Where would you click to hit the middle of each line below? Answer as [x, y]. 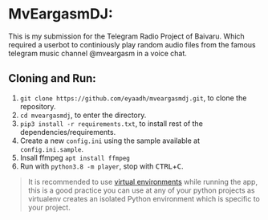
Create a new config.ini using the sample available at [110, 141]
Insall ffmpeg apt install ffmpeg [75, 157]
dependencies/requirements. [68, 132]
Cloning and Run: [52, 78]
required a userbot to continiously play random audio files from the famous [132, 44]
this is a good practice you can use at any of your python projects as [141, 190]
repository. [38, 106]
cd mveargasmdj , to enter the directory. [83, 115]
